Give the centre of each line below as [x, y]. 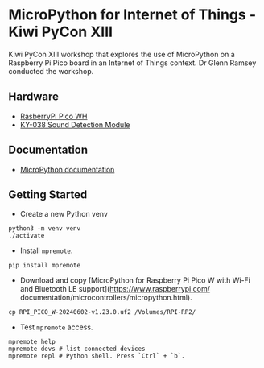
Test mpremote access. [56, 327]
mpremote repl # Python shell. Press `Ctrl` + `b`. [97, 356]
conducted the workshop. [51, 71]
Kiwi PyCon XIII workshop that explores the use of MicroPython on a [122, 54]
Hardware [33, 97]
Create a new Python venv [64, 214]
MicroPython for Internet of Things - [132, 15]
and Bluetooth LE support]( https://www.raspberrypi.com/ [115, 289]
